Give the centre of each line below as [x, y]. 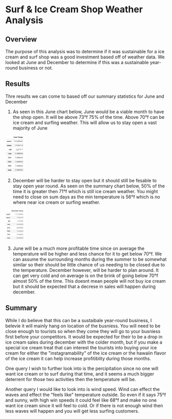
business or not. [36, 68]
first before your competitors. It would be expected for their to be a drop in [84, 337]
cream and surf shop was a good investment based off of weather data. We [85, 57]
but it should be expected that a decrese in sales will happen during [84, 286]
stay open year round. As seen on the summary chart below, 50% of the [89, 186]
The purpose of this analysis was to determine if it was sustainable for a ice [85, 51]
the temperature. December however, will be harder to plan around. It [85, 270]
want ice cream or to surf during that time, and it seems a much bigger [80, 374]
